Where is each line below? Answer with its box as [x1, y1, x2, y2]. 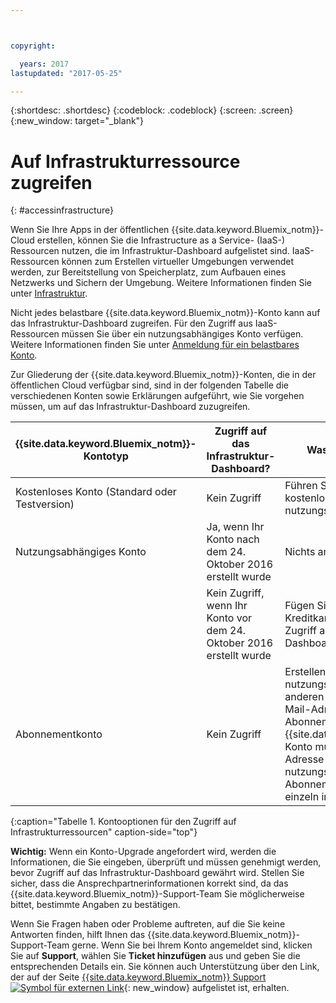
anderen [284, 690, 325, 704]
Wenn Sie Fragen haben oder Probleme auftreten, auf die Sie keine [10, 918, 286, 930]
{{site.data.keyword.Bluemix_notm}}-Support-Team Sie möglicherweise [10, 888, 305, 900]
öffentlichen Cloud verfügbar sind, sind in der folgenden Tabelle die [10, 379, 289, 391]
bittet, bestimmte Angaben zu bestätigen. [10, 899, 181, 911]
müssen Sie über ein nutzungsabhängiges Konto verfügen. [61, 328, 304, 340]
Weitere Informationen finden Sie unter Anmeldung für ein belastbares [10, 339, 300, 351]
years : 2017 [19, 59, 70, 69]
